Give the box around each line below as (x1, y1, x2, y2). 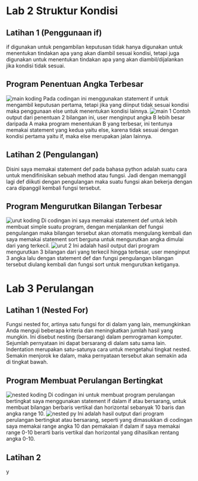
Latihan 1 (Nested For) (6, 305, 89, 316)
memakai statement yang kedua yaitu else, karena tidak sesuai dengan (6, 126, 178, 134)
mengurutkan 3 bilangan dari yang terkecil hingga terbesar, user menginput (6, 248, 190, 255)
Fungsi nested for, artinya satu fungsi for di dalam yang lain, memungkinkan (6, 321, 191, 328)
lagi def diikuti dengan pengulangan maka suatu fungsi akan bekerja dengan (6, 178, 193, 185)
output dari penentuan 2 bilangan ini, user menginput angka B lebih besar (6, 113, 185, 121)
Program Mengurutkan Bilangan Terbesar (6, 201, 163, 212)
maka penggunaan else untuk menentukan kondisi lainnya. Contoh (6, 108, 191, 115)
